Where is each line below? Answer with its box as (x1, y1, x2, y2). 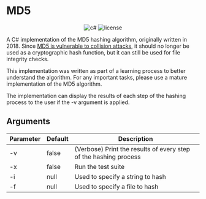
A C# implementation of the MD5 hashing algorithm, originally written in (6, 36, 188, 43)
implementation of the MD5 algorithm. (6, 80, 102, 88)
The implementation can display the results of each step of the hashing (6, 92, 186, 99)
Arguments (6, 116, 51, 127)
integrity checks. (6, 55, 49, 62)
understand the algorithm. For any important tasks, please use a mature (6, 73, 188, 81)
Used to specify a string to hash (74, 172, 167, 181)
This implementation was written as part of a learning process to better (6, 67, 186, 74)
